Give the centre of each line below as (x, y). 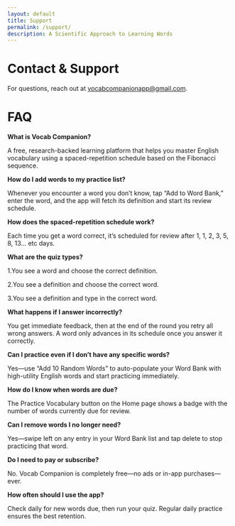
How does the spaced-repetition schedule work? (81, 222)
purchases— (202, 473)
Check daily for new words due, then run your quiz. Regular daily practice (115, 509)
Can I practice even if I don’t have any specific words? (89, 355)
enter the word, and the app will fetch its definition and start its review (110, 201)
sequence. (23, 166)
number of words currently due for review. (69, 411)
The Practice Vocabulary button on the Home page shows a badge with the (117, 404)
